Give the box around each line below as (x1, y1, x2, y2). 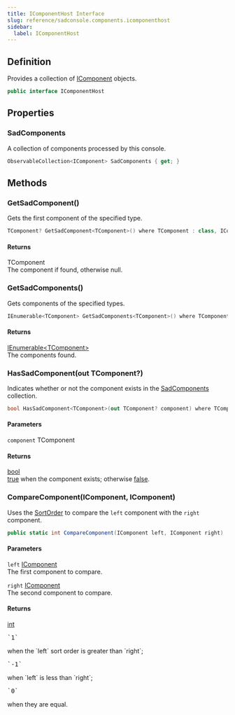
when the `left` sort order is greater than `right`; (7, 646, 143, 655)
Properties (7, 107, 55, 119)
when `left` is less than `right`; (7, 673, 93, 681)
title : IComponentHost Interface (7, 10, 105, 18)
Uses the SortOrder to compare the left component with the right (7, 508, 200, 517)
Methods (7, 176, 48, 189)
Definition (7, 55, 51, 67)
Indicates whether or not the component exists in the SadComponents (7, 384, 210, 392)
